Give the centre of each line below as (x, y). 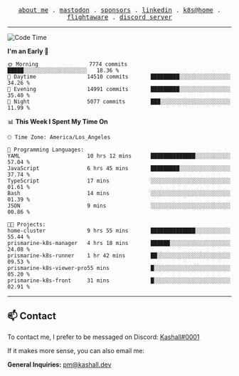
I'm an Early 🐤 (28, 51)
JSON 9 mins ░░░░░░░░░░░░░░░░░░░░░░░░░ (119, 206)
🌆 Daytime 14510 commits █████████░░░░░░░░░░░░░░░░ (119, 77)
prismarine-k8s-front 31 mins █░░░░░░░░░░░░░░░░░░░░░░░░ (119, 281)
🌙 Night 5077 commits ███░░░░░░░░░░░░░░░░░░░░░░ (119, 102)
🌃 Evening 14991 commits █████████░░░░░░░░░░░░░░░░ (119, 89)
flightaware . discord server (119, 17)
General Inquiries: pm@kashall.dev (59, 364)
